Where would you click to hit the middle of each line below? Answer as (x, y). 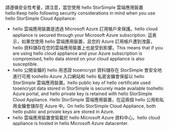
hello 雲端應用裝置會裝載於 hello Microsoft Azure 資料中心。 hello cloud (86, 118)
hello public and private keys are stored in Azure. (63, 112)
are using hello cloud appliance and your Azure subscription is (77, 53)
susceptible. (25, 64)
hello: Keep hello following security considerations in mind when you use (80, 13)
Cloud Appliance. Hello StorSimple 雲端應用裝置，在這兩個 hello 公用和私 (88, 100)
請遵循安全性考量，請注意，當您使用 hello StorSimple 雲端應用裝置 (74, 7)
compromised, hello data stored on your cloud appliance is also (78, 59)
